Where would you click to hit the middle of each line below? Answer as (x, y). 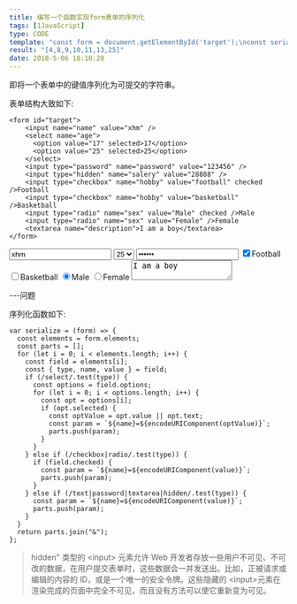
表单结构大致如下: (42, 103)
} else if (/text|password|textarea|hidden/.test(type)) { (136, 493)
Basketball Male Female (75, 277)
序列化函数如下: (38, 314)
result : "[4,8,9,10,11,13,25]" (67, 50)
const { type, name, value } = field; (96, 370)
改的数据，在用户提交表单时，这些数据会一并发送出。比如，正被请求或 (159, 568)
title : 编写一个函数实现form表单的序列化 (77, 17)
